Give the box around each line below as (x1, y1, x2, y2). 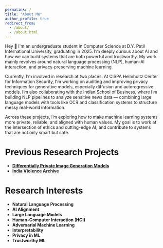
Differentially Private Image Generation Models (12, 163, 109, 168)
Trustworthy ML (12, 237, 46, 243)
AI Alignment (12, 206, 40, 212)
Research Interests (5, 185, 83, 196)
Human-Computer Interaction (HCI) (12, 217, 86, 223)
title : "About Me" (5, 12, 42, 17)
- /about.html (9, 30, 38, 35)
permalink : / (5, 7, 32, 12)
